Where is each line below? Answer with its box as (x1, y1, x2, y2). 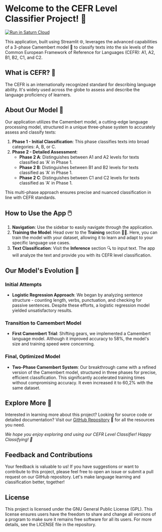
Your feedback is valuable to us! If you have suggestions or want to (5, 463, 139, 469)
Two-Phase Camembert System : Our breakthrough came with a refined (12, 364, 156, 370)
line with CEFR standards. (5, 194, 57, 200)
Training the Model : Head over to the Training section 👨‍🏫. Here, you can (12, 229, 158, 236)
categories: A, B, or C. (12, 144, 57, 150)
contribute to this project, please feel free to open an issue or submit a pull (5, 469, 154, 475)
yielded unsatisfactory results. (12, 308, 73, 313)
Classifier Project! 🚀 (5, 13, 87, 24)
